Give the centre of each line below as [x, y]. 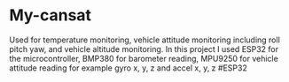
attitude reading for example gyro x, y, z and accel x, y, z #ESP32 [129, 68]
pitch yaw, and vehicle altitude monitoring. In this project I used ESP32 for [144, 48]
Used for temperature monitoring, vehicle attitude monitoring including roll [145, 40]
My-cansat [50, 15]
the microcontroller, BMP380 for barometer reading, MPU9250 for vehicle [144, 58]
